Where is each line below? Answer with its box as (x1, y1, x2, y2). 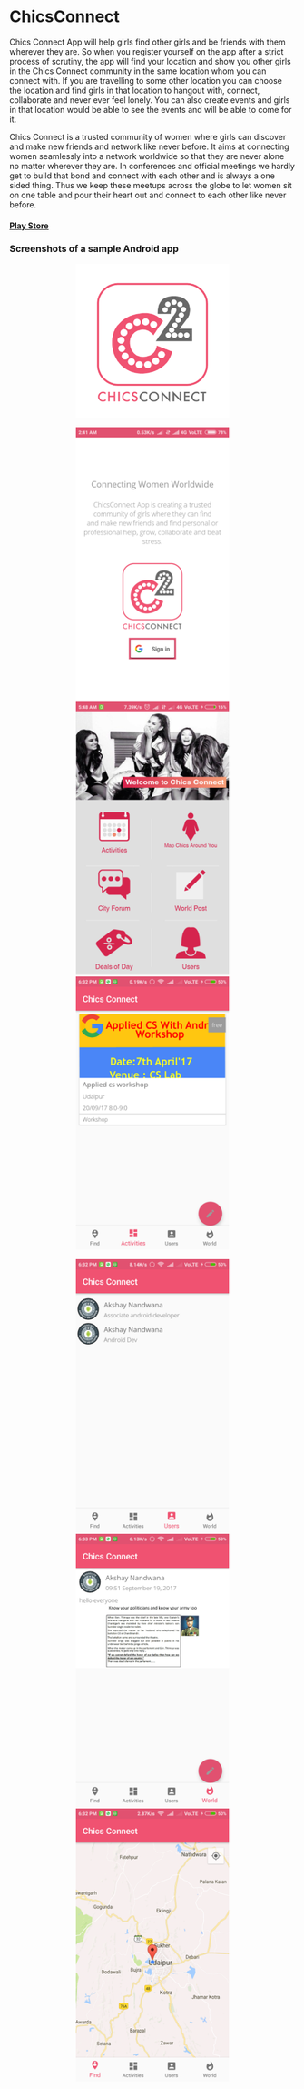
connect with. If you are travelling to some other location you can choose (9, 75, 283, 86)
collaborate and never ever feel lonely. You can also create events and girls (9, 94, 290, 106)
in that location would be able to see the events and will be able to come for (9, 104, 292, 115)
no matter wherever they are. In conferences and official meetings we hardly (9, 160, 295, 171)
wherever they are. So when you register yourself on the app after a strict (9, 45, 284, 56)
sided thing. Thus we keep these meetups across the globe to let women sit (9, 179, 292, 190)
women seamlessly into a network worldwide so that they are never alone (9, 150, 285, 161)
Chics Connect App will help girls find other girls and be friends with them (9, 36, 286, 47)
